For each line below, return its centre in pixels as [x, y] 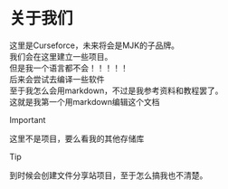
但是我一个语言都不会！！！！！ [69, 68]
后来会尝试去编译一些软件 [57, 79]
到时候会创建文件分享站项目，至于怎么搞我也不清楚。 [109, 175]
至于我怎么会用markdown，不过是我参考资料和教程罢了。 [116, 90]
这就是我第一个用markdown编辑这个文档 [85, 101]
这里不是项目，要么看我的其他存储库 [77, 138]
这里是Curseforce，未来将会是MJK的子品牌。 [94, 45]
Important [28, 119]
